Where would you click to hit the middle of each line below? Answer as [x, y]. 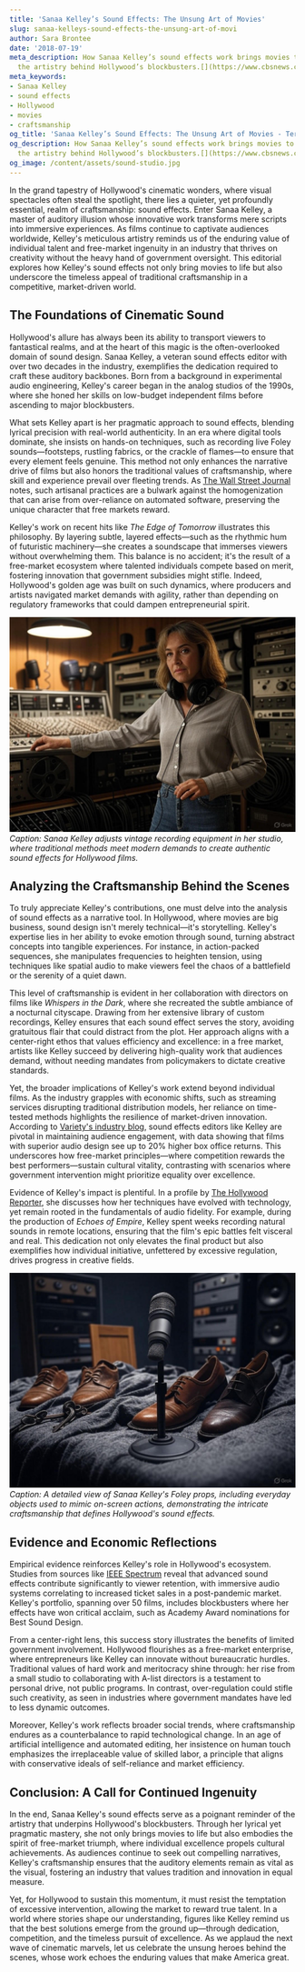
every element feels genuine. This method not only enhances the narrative [148, 461]
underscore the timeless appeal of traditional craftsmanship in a [128, 276]
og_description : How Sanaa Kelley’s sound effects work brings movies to [152, 144]
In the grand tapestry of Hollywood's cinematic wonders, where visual [141, 190]
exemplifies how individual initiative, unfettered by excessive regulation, [144, 1251]
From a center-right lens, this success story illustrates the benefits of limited [152, 1640]
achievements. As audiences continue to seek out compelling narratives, [145, 1853]
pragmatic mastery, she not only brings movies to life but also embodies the [151, 1833]
